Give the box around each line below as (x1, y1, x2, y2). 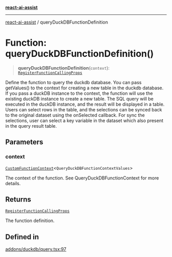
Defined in (5, 232, 39, 241)
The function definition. (5, 218, 55, 224)
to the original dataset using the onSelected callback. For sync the (5, 112, 145, 118)
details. (5, 180, 21, 186)
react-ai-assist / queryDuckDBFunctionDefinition (5, 19, 109, 25)
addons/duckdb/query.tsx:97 (5, 246, 67, 252)
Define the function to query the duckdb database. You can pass (5, 79, 142, 85)
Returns (5, 195, 32, 204)
